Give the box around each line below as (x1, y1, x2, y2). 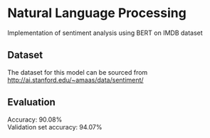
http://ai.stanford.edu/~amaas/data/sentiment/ (7, 75, 144, 84)
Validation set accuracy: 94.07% (7, 122, 103, 131)
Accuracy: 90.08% (7, 115, 63, 124)
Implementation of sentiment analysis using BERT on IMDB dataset (7, 28, 203, 37)
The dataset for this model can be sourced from (7, 68, 148, 76)
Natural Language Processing (7, 5, 187, 21)
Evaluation (7, 96, 56, 108)
